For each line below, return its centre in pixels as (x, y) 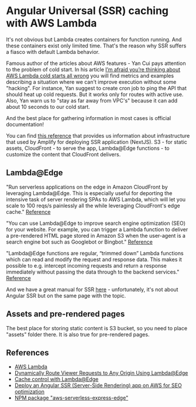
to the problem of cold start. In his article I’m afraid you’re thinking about (93, 69)
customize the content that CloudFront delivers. (63, 154)
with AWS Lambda (51, 23)
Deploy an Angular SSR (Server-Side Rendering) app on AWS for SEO (98, 385)
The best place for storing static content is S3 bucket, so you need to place (97, 328)
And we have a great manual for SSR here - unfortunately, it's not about (92, 289)
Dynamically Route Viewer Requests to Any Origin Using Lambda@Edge (101, 373)
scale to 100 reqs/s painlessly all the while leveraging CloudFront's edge (93, 206)
